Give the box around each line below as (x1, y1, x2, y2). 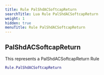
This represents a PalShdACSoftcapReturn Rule (5, 56, 100, 61)
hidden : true (5, 20, 31, 26)
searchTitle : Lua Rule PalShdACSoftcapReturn (5, 12, 98, 16)
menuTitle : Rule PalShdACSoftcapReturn (5, 25, 86, 30)
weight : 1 (5, 16, 25, 21)
